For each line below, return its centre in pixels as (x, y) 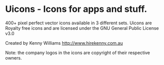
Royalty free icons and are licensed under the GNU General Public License (82, 28)
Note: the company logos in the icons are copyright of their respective (78, 53)
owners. (14, 58)
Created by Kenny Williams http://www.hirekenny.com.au (64, 43)
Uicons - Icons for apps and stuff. (76, 9)
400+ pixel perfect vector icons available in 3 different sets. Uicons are (78, 23)
